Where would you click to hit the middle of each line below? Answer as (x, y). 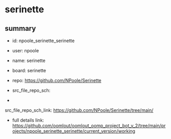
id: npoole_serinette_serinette (43, 41)
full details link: (28, 120)
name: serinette (29, 61)
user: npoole (26, 51)
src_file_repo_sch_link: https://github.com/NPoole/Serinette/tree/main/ (79, 110)
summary (20, 28)
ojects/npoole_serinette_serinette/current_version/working (74, 131)
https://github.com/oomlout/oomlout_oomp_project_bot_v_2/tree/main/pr (89, 126)
